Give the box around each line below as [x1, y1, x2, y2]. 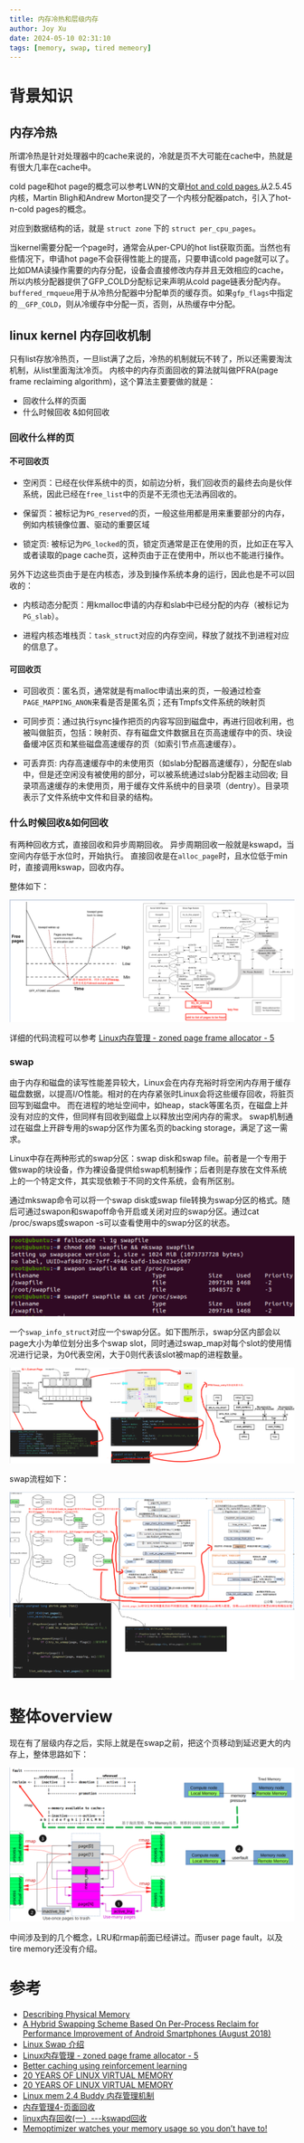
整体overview [9, 1706, 113, 1727]
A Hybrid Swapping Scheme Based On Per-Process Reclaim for [22, 2018, 260, 2029]
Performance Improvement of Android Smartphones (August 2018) [22, 2027, 271, 2039]
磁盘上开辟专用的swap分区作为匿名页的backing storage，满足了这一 [24, 1123, 280, 1133]
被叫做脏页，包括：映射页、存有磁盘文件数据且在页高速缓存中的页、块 [22, 727, 285, 738]
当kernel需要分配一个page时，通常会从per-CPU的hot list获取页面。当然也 [9, 242, 283, 253]
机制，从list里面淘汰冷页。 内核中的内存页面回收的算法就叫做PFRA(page [9, 365, 279, 375]
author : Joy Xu [9, 24, 67, 33]
